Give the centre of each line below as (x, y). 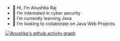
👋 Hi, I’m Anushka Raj (34, 8)
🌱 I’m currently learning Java (42, 18)
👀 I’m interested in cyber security (46, 13)
